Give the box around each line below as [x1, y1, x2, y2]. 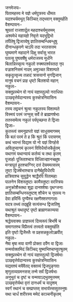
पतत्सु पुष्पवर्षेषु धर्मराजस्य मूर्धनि [5, 55, 53, 61]
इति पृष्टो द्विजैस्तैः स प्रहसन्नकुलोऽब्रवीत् [5, 230, 63, 235]
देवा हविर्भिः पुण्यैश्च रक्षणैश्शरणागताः [5, 196, 58, 202]
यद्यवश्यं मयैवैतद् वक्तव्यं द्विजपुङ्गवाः [5, 263, 60, 269]
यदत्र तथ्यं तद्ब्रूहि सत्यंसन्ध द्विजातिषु [5, 201, 60, 207]
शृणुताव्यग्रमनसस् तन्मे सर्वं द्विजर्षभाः [5, 269, 58, 275]
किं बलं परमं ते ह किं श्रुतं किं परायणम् [5, 134, 61, 140]
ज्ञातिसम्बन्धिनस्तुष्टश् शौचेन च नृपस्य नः [5, 190, 66, 196]
